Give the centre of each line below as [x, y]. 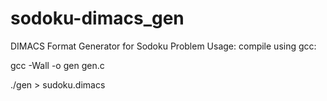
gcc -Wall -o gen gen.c [57, 65]
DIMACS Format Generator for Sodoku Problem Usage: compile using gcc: [163, 46]
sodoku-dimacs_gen [97, 18]
